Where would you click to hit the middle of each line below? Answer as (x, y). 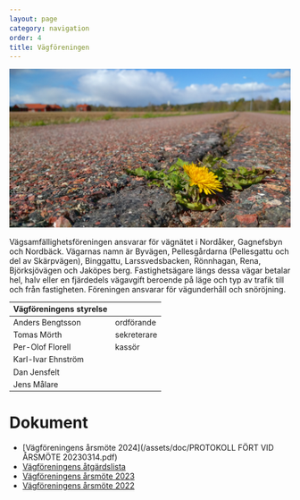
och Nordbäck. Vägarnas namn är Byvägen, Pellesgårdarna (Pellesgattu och (149, 251)
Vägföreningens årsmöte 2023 (79, 476)
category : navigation (50, 28)
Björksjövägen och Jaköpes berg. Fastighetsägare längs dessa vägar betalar (150, 270)
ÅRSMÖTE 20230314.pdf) (70, 457)
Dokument (49, 423)
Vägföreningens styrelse (60, 309)
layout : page (33, 19)
